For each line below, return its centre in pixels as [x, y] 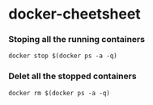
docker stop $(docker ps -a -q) [63, 56]
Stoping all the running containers [77, 40]
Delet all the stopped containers [72, 76]
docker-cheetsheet [75, 14]
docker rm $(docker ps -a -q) [59, 93]
